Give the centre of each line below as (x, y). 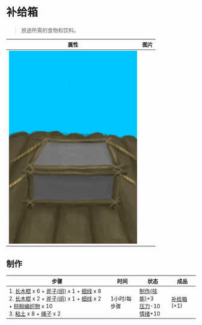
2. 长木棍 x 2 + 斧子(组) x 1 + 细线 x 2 (55, 298)
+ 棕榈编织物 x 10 (31, 306)
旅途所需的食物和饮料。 (50, 30)
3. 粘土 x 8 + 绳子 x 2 (35, 314)
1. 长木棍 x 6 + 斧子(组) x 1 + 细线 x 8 (55, 291)
